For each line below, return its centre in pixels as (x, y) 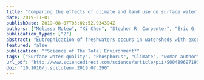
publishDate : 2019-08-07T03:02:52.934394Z (61, 23)
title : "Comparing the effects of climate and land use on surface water (102, 12)
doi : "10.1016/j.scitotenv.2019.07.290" (58, 68)
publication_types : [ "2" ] (39, 34)
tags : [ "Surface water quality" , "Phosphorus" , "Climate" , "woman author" (103, 57)
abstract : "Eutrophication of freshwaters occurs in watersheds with (96, 40)
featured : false (27, 46)
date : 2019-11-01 (28, 17)
